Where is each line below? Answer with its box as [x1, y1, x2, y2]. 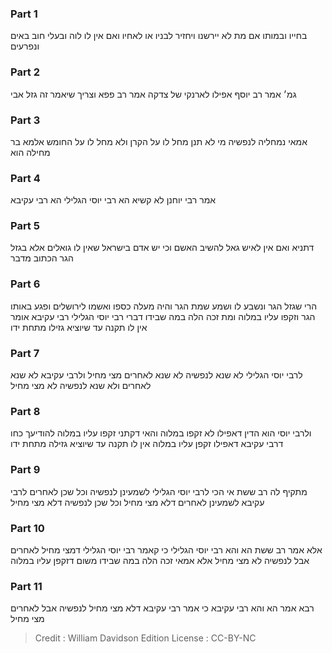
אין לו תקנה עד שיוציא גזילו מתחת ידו [10, 321, 148, 333]
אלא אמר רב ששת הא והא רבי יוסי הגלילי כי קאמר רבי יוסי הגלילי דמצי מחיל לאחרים [10, 543, 323, 556]
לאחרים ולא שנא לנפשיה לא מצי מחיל [10, 380, 152, 392]
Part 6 [10, 277, 41, 291]
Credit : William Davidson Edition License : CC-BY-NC [34, 632, 257, 644]
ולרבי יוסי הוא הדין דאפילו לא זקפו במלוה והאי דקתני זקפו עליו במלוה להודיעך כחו [10, 427, 312, 439]
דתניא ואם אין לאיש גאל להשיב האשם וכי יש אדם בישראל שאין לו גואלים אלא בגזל [10, 242, 315, 254]
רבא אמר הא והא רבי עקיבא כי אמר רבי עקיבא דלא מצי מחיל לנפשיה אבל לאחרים [10, 602, 315, 614]
